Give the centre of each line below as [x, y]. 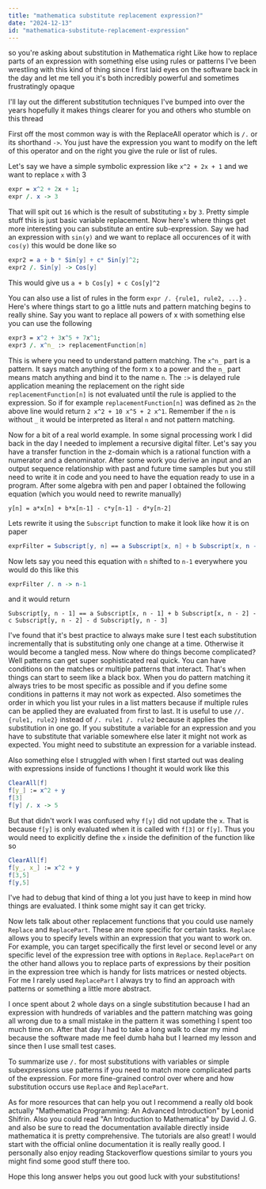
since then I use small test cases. [62, 1046]
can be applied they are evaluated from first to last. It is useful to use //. [127, 711]
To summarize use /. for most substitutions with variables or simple [119, 1062]
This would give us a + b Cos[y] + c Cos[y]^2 [84, 282]
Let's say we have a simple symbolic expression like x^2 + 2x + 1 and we [128, 167]
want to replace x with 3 [47, 175]
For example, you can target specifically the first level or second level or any [133, 947]
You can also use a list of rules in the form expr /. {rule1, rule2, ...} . [127, 297]
